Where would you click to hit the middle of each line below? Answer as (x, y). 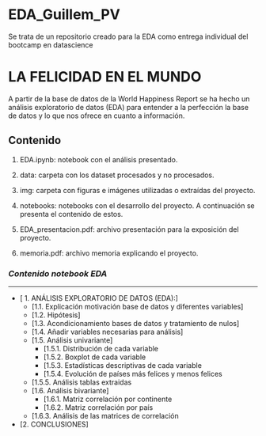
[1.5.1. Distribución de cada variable (101, 348)
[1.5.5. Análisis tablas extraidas (82, 382)
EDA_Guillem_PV (64, 15)
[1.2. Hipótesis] (56, 315)
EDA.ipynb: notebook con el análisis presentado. (99, 159)
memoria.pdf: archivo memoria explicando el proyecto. (109, 253)
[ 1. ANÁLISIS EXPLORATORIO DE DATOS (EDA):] (99, 298)
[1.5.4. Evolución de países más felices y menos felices (133, 373)
